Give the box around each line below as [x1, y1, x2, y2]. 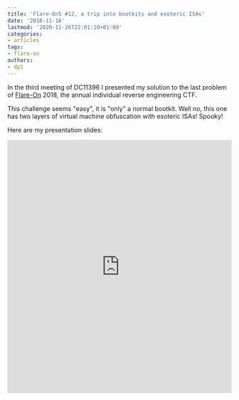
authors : [7, 57, 33, 64]
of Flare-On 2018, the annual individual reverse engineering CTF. [7, 90, 197, 99]
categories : [7, 30, 43, 38]
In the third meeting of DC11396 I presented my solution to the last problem [7, 83, 227, 91]
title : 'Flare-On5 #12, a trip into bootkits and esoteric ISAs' [7, 10, 205, 18]
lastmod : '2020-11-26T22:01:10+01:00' [7, 23, 122, 31]
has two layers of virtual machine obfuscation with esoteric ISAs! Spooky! [7, 112, 223, 120]
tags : [7, 43, 23, 51]
